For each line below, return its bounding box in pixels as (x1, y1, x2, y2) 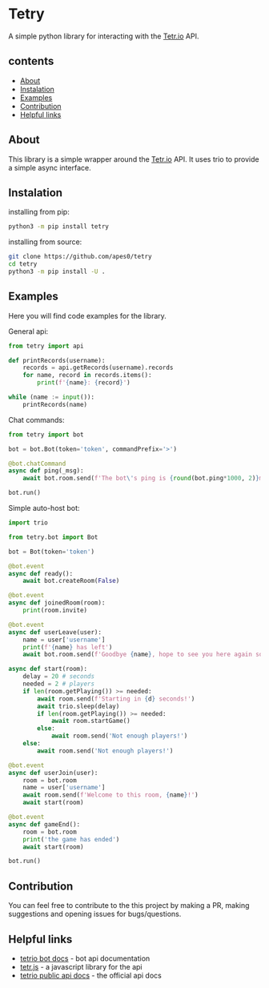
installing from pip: (8, 207, 70, 217)
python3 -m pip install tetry (8, 223, 110, 231)
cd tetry (8, 260, 38, 268)
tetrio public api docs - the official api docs (19, 970, 162, 980)
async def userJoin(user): (8, 769, 98, 777)
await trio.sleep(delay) (37, 702, 120, 710)
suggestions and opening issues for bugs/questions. (8, 910, 182, 919)
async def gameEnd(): (8, 820, 81, 829)
